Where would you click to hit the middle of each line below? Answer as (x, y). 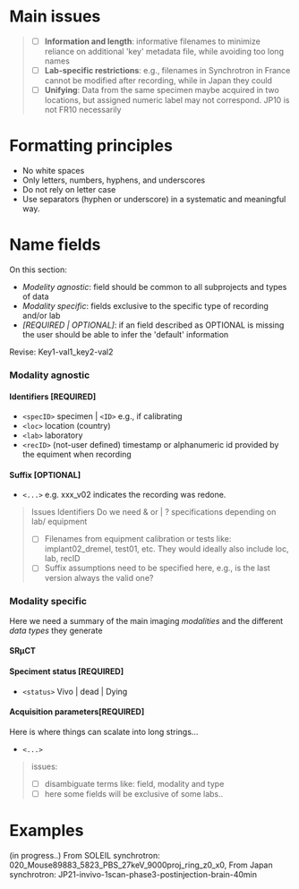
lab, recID (62, 559)
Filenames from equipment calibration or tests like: (138, 539)
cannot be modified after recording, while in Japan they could (158, 81)
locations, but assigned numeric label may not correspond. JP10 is (167, 100)
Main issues (55, 17)
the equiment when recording (77, 455)
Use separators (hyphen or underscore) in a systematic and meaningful (154, 200)
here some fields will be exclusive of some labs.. (134, 793)
